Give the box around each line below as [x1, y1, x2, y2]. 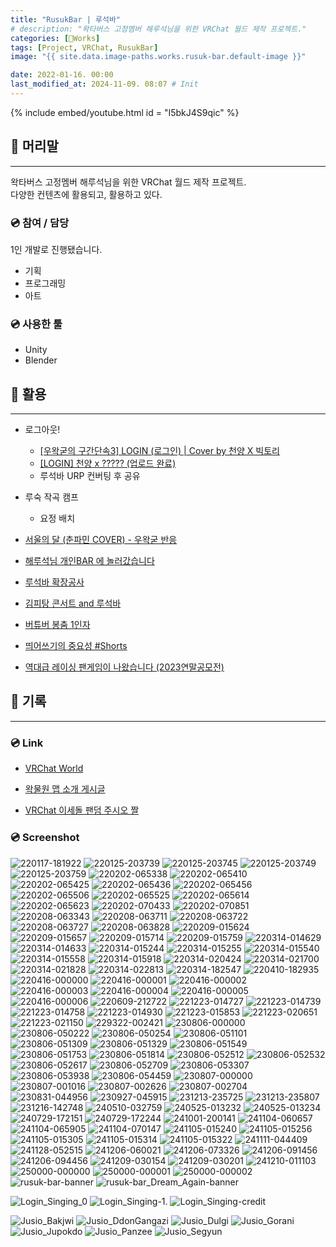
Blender [24, 354, 58, 366]
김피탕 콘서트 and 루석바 [24, 597, 122, 610]
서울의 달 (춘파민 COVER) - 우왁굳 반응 [24, 534, 178, 546]
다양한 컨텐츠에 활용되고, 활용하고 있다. [10, 188, 163, 200]
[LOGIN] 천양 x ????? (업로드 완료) [39, 457, 177, 470]
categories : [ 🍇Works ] [10, 33, 101, 43]
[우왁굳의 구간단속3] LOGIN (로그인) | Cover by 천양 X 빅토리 [39, 445, 280, 457]
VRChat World [24, 762, 84, 775]
